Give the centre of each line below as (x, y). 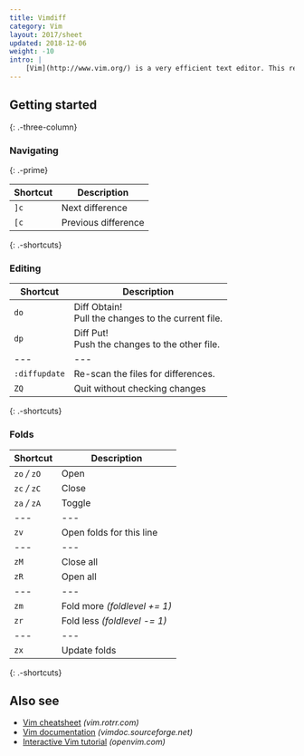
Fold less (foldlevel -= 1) (114, 620)
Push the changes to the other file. (147, 344)
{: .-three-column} (43, 127)
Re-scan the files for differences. (144, 374)
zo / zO (28, 473)
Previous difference (103, 222)
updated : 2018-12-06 (48, 43)
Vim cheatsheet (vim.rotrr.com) (81, 722)
